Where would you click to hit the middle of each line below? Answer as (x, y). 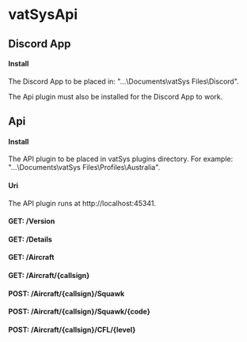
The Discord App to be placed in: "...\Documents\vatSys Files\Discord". (123, 81)
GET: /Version (32, 221)
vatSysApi (43, 15)
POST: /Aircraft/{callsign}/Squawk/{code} (79, 312)
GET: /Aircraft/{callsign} (49, 275)
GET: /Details (30, 239)
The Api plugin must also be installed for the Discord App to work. (116, 96)
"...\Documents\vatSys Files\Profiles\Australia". (84, 167)
